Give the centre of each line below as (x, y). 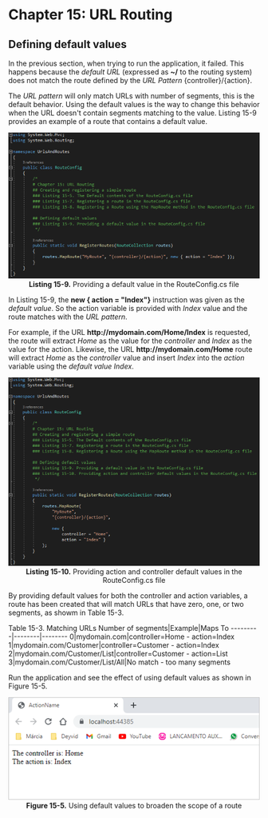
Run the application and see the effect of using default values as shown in (130, 678)
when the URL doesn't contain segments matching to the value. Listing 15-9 (133, 113)
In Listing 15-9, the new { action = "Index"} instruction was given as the (126, 300)
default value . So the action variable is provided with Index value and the (128, 309)
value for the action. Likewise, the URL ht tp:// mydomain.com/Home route (130, 349)
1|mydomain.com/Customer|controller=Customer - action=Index (114, 645)
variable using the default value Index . (71, 366)
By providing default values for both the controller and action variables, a (128, 596)
